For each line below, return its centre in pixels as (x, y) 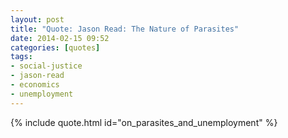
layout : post (37, 19)
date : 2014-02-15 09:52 (60, 38)
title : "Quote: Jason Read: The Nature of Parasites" (125, 29)
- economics (35, 85)
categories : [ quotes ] (55, 47)
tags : (21, 57)
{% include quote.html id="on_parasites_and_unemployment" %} (144, 122)
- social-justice (46, 66)
